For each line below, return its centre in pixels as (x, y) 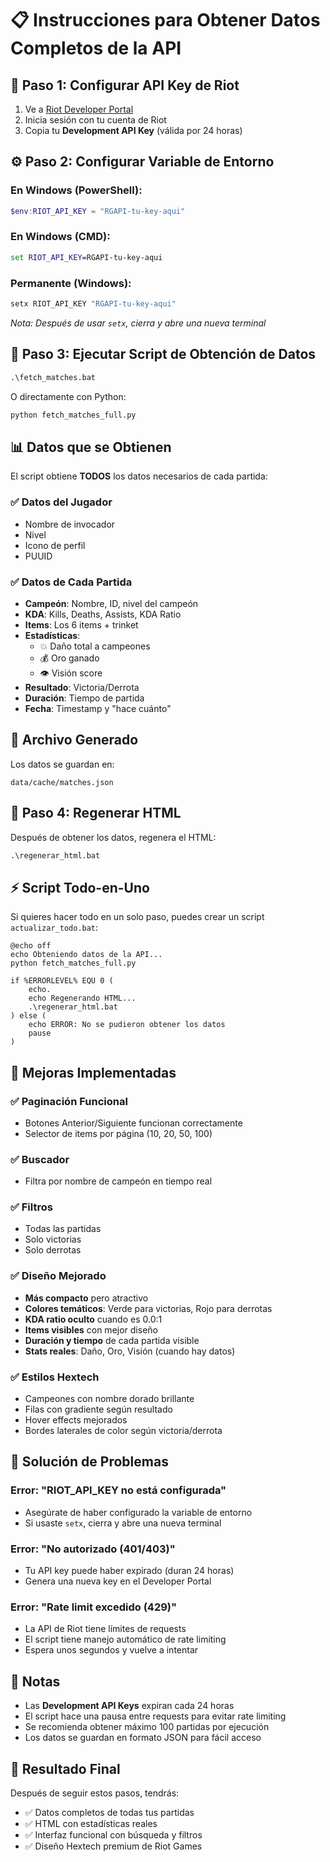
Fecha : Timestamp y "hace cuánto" (98, 708)
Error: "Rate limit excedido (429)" (94, 1607)
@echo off (31, 946)
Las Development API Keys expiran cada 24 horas (129, 1706)
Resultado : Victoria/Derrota (82, 687)
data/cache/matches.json (62, 782)
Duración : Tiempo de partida (84, 698)
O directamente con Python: (68, 396)
